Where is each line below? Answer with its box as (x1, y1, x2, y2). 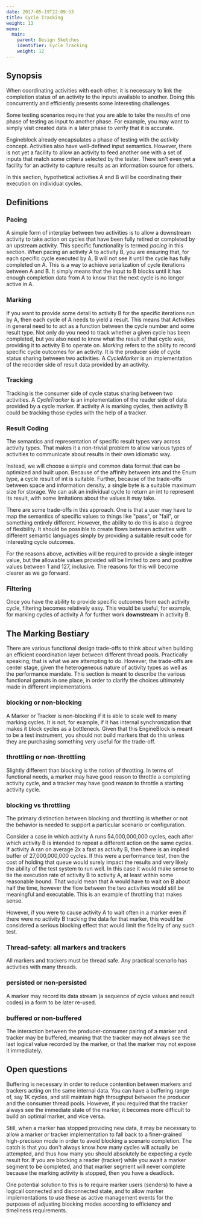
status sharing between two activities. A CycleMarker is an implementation (6, 355, 192, 362)
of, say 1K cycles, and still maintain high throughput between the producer (6, 1093, 191, 1100)
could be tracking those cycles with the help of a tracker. (6, 409, 148, 416)
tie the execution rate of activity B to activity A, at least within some (6, 872, 174, 879)
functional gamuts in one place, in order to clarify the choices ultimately (6, 677, 185, 684)
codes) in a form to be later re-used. (6, 999, 96, 1006)
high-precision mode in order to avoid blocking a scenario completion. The (6, 1137, 192, 1144)
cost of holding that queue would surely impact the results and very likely (6, 858, 189, 866)
